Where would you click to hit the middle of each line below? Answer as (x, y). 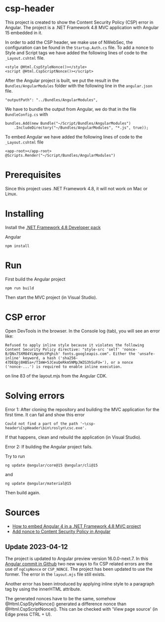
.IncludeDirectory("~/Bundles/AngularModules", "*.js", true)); (81, 128)
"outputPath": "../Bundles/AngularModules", (51, 100)
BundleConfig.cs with (27, 114)
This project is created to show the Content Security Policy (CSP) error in (79, 22)
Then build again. (23, 492)
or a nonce (122, 362)
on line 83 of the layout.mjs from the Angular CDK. (56, 376)
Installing (25, 214)
